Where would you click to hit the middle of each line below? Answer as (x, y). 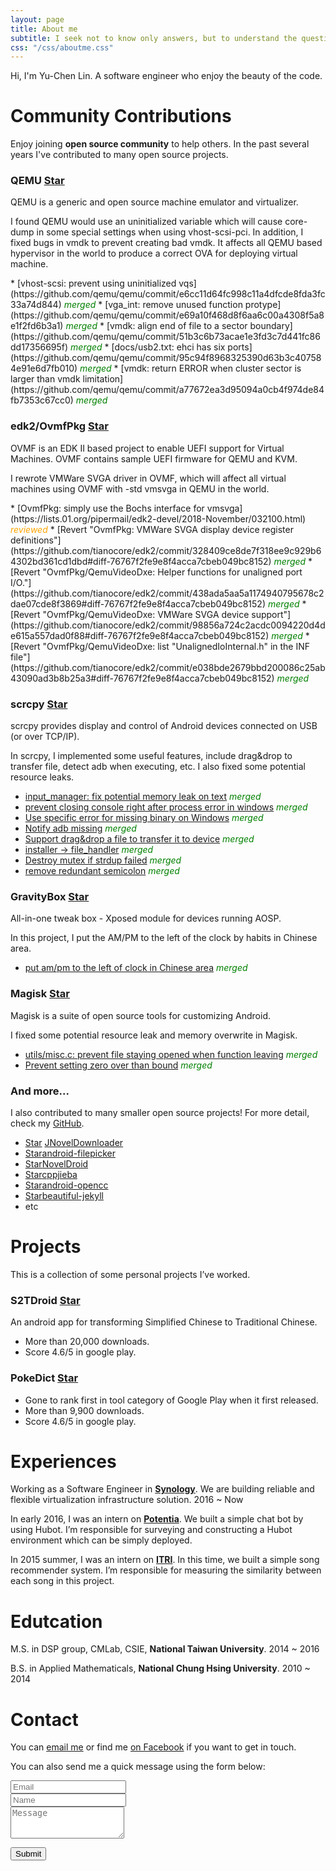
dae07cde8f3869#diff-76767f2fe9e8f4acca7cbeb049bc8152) (138, 603)
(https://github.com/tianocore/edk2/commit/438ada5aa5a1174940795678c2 (167, 593)
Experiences (63, 1461)
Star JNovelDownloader (74, 1142)
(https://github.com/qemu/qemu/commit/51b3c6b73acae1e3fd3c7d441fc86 (165, 337)
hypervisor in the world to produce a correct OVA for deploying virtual (154, 253)
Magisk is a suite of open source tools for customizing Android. (140, 1015)
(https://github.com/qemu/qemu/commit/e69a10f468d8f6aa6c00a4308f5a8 (167, 315)
